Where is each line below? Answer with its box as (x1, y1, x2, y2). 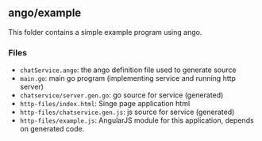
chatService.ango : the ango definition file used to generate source (19, 65, 237, 74)
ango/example (8, 6, 82, 20)
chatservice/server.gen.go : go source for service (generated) (19, 90, 224, 100)
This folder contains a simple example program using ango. (8, 27, 202, 36)
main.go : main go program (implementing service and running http (19, 74, 237, 83)
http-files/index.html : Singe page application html (19, 99, 191, 109)
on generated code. (19, 124, 85, 134)
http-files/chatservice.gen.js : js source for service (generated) (19, 107, 235, 117)
